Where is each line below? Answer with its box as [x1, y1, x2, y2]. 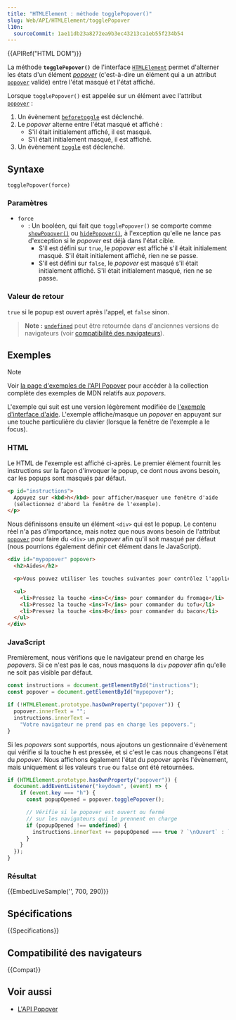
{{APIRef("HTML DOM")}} [7, 49, 82, 58]
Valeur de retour [7, 292, 65, 302]
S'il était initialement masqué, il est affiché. [27, 135, 152, 144]
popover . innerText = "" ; [13, 708, 86, 715]
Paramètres [7, 198, 48, 208]
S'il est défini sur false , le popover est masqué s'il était [38, 259, 199, 268]
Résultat [7, 871, 37, 881]
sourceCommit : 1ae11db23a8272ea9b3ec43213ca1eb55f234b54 [13, 30, 184, 37]
